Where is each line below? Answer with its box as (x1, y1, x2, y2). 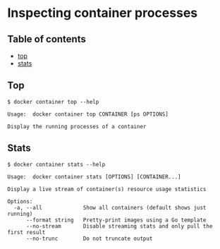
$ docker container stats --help (7, 161, 106, 168)
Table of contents (7, 33, 86, 45)
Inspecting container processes (7, 5, 198, 21)
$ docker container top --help (7, 98, 99, 105)
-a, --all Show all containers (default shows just (13, 204, 207, 211)
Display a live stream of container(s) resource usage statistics (7, 186, 207, 193)
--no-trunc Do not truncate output (25, 235, 153, 242)
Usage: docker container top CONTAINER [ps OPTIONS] (7, 111, 169, 118)
